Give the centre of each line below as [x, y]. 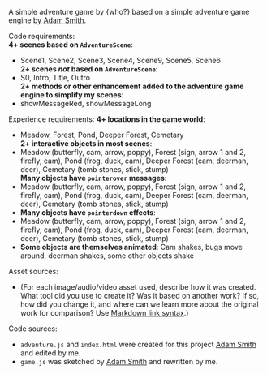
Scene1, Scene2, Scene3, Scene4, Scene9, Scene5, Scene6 [121, 60]
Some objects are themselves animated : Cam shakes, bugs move [131, 247]
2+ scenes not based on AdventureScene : [89, 69]
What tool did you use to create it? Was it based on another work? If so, [140, 296]
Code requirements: [42, 36]
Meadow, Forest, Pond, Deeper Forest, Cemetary [102, 135]
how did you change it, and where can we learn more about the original [139, 304]
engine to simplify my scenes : [72, 95]
